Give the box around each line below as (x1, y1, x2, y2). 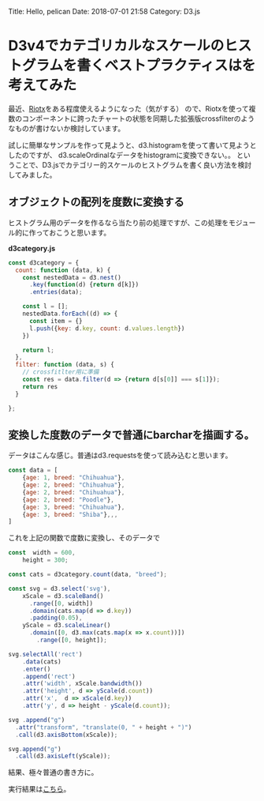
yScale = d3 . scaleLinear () (22, 622, 111, 630)
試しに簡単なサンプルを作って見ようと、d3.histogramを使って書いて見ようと (8, 140, 258, 149)
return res (22, 382, 58, 390)
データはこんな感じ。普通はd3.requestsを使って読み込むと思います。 (8, 450, 232, 461)
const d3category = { (8, 258, 80, 267)
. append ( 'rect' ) (22, 672, 76, 680)
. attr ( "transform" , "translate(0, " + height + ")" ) (15, 723, 192, 731)
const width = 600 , (8, 549, 76, 557)
